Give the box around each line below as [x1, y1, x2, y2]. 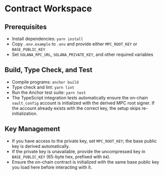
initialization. [11, 110, 38, 116]
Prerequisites [4, 23, 47, 31]
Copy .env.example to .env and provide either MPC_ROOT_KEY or [11, 41, 138, 47]
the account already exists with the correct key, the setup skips [11, 105, 141, 111]
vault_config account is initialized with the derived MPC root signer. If [11, 100, 155, 106]
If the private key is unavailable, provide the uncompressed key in [11, 148, 146, 154]
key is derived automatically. [11, 143, 70, 149]
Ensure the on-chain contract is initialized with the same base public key [11, 159, 160, 165]
